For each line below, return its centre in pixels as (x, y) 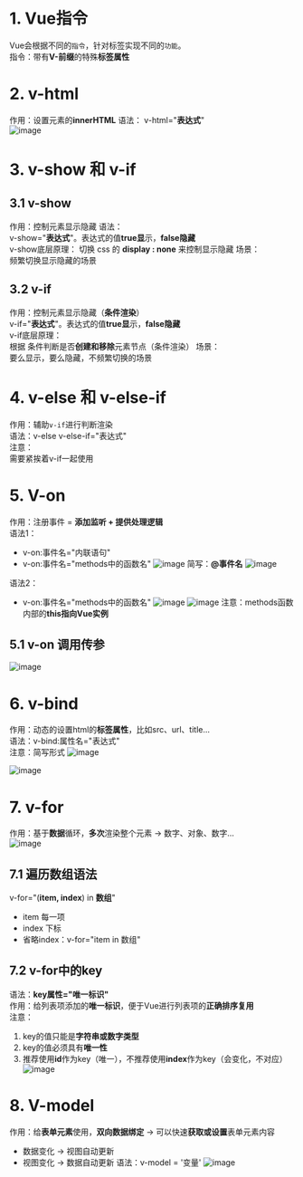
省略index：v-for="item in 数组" (81, 940)
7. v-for (37, 807)
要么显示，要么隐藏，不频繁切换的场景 (80, 358)
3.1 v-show (41, 203)
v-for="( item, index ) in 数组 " (62, 898)
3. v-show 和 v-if (73, 170)
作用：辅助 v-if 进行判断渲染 (61, 424)
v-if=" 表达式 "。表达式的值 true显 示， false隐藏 (95, 323)
